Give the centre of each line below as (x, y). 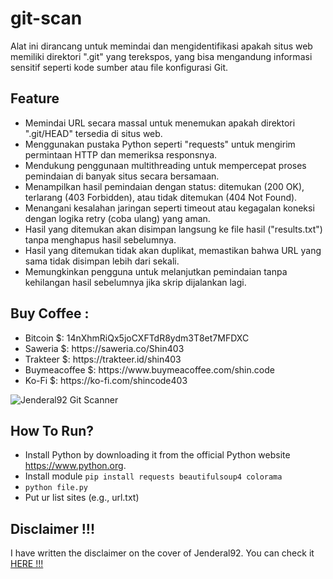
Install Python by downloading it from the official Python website (157, 455)
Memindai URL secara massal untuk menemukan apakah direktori (160, 123)
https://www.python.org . (75, 466)
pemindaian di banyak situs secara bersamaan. (122, 176)
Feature (35, 98)
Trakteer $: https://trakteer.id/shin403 (103, 359)
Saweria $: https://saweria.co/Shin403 (104, 348)
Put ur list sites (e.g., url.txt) (82, 498)
